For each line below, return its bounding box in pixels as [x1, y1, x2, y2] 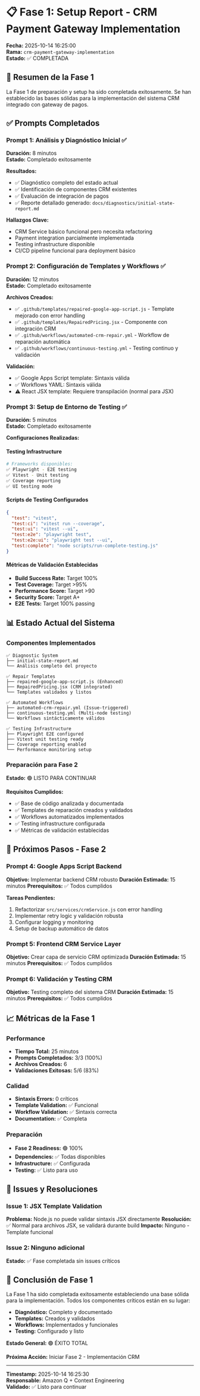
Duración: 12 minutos [6, 275, 60, 283]
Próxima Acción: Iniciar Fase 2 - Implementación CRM [6, 1354, 140, 1361]
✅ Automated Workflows [6, 699, 64, 706]
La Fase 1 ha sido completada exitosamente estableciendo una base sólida [6, 1291, 189, 1298]
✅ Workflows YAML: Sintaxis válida [14, 381, 101, 388]
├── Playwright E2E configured [6, 731, 84, 737]
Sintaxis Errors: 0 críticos [14, 1095, 79, 1103]
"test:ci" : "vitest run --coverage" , [11, 521, 105, 526]
